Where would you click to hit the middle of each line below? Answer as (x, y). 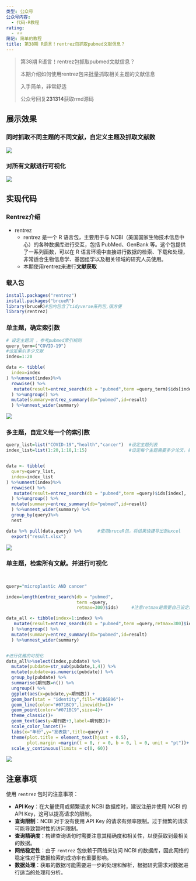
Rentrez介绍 (23, 217)
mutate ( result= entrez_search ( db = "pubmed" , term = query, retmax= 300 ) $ (100, 624)
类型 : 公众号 (20, 11)
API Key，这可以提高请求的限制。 (55, 814)
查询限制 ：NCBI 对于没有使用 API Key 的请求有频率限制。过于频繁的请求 (101, 821)
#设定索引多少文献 (25, 351)
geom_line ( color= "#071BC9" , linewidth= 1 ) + (62, 705)
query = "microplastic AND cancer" (47, 586)
